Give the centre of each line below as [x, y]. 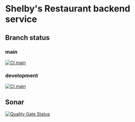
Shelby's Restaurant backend [68, 9]
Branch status [27, 38]
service [21, 19]
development [22, 75]
